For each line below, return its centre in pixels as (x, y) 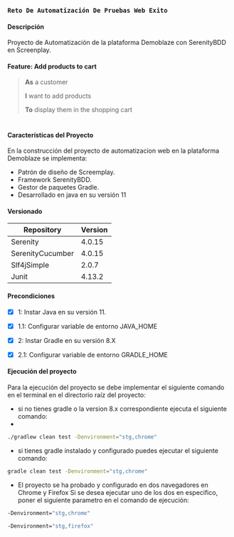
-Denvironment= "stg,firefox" (50, 526)
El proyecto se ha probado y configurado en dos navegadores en (113, 485)
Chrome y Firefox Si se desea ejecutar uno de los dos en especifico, (118, 492)
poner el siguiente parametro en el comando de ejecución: (103, 500)
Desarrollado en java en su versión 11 (72, 195)
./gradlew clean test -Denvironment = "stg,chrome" (83, 437)
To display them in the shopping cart (79, 110)
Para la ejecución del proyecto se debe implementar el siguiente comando (116, 387)
